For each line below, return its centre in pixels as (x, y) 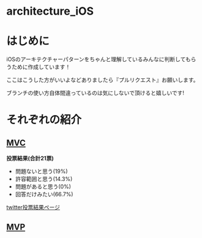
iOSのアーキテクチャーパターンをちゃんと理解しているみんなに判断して (96, 59)
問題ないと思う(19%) (42, 171)
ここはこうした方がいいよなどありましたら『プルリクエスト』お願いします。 (103, 80)
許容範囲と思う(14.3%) (44, 179)
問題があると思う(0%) (43, 187)
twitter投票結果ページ (33, 207)
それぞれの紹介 (44, 120)
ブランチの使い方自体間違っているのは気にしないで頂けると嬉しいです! (95, 93)
